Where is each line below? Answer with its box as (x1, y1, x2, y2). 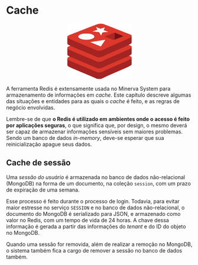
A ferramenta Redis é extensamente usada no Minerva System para (6, 85, 171, 92)
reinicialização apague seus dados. (6, 141, 92, 148)
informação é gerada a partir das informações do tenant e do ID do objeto (6, 223, 186, 230)
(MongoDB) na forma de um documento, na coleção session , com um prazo (6, 180, 191, 187)
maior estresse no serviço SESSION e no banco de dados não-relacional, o (6, 204, 185, 211)
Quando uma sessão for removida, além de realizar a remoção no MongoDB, (6, 241, 193, 248)
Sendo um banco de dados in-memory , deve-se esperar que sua (6, 134, 164, 141)
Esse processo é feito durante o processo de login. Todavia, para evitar (6, 197, 180, 205)
